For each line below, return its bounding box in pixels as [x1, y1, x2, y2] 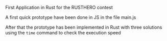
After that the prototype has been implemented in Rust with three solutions [5, 24, 162, 30]
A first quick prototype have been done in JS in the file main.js [5, 14, 136, 20]
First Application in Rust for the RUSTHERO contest [5, 5, 113, 10]
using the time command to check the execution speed [5, 30, 121, 35]
